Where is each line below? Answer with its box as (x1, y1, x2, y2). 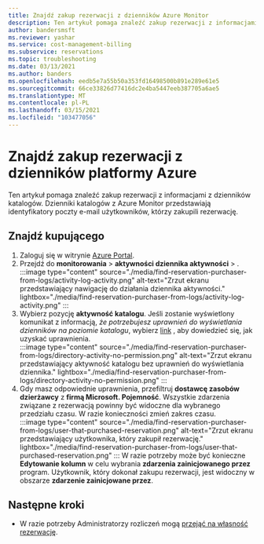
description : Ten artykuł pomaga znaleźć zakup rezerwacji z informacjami (8, 19, 258, 27)
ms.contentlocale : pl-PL (8, 99, 90, 107)
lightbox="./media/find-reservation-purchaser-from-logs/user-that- (19, 442, 238, 451)
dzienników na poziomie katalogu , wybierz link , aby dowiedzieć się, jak (19, 325, 253, 334)
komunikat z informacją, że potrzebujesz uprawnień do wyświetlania (19, 317, 242, 327)
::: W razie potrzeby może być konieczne (113, 451, 246, 460)
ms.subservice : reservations (8, 48, 104, 56)
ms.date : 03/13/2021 (8, 63, 76, 71)
